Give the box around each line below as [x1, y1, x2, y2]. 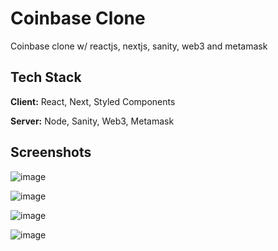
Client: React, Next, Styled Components [10, 95, 176, 107]
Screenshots [10, 144, 92, 161]
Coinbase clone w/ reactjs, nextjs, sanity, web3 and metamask [10, 40, 268, 52]
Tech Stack [10, 69, 82, 86]
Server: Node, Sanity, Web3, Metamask [10, 115, 175, 127]
